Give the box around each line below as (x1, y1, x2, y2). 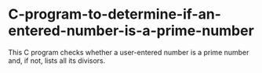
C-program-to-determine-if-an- (8, 5, 222, 23)
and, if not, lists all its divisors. (8, 56, 106, 65)
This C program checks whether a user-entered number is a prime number (8, 47, 249, 57)
